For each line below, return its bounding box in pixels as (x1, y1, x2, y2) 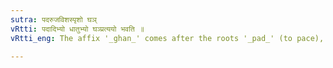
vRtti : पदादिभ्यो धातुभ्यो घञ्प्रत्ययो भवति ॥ (10, 24, 145, 34)
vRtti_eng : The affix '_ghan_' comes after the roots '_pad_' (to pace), (10, 33, 325, 43)
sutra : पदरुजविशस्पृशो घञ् (10, 14, 97, 25)
